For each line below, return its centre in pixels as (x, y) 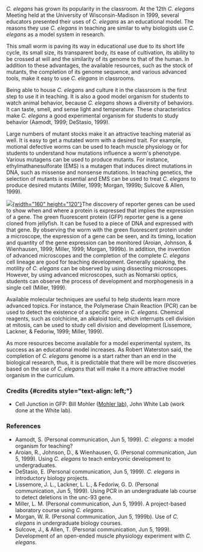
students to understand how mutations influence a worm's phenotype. (94, 153)
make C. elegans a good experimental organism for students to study (92, 115)
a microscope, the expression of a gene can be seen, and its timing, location (101, 236)
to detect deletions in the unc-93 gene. (64, 497)
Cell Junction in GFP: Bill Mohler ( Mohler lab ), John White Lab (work (100, 404)
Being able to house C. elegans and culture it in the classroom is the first (97, 90)
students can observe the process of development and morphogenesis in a (100, 281)
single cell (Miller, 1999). (37, 287)
